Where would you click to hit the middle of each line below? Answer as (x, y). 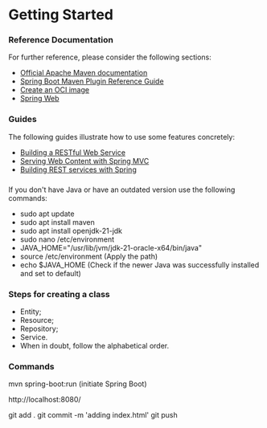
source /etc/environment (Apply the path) (89, 256)
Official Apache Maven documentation (84, 73)
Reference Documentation (61, 40)
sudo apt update (47, 214)
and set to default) (51, 273)
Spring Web (39, 99)
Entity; (31, 312)
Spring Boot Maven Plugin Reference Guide (92, 81)
